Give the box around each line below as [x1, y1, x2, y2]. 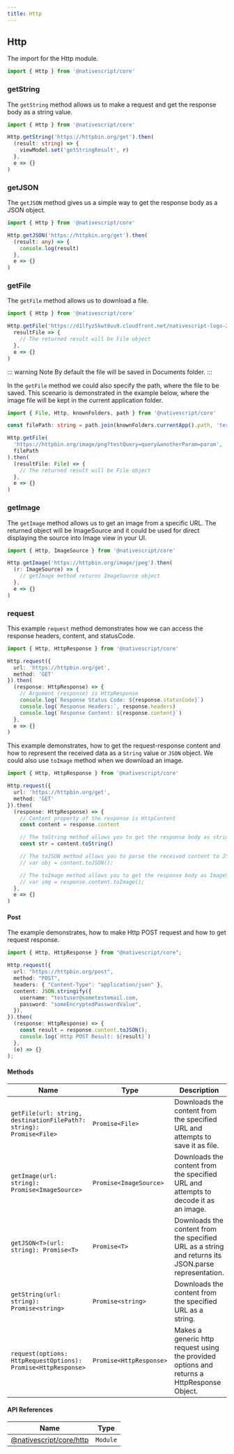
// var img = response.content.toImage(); [19, 879, 145, 885]
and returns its [173, 1250, 221, 1260]
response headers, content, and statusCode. [7, 631, 136, 640]
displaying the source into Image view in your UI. [7, 534, 148, 542]
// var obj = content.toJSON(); [19, 859, 114, 866]
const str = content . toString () [19, 840, 114, 847]
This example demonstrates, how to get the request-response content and [7, 741, 221, 750]
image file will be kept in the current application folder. [7, 396, 164, 404]
